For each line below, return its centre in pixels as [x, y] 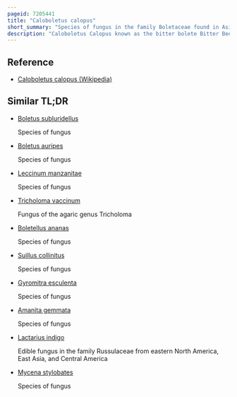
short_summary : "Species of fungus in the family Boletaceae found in [113, 27]
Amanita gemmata [44, 310]
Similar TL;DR [38, 101]
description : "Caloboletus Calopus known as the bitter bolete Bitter [113, 34]
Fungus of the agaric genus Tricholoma [75, 214]
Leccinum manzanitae [50, 173]
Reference [31, 62]
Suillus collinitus [41, 255]
